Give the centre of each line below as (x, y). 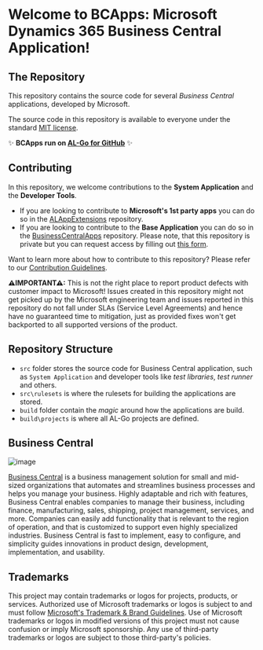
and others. (38, 385)
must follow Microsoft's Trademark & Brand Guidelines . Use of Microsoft (125, 613)
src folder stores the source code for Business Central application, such (136, 368)
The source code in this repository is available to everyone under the (119, 119)
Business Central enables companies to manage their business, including (126, 502)
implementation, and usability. (57, 553)
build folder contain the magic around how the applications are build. (132, 409)
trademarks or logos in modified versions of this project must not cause (124, 621)
